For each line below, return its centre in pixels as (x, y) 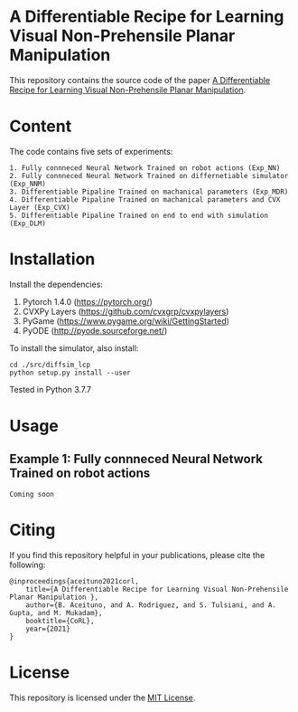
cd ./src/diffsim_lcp (50, 365)
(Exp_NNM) (28, 184)
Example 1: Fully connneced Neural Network (136, 459)
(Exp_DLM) (28, 223)
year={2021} (48, 629)
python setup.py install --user (70, 373)
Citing (33, 530)
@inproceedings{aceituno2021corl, (74, 581)
